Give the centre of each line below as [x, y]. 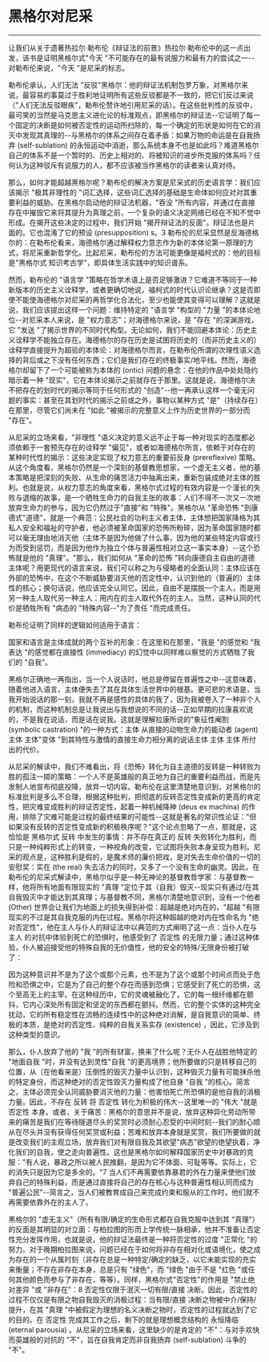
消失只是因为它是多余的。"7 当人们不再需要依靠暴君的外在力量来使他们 [132, 1172]
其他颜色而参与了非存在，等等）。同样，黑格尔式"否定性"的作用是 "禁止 [131, 1279]
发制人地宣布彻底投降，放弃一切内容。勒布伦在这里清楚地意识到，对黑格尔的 [134, 786]
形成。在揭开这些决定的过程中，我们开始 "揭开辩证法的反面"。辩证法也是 [128, 222]
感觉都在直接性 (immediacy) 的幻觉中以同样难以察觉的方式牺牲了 [141, 652]
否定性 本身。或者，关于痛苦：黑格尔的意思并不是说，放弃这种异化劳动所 [128, 1111]
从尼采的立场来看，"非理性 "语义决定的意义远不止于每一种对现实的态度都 [128, 437]
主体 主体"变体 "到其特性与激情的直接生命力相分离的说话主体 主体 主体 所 [129, 739]
